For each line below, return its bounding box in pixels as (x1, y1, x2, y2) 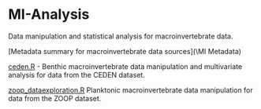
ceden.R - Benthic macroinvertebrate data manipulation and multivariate (8, 61, 243, 71)
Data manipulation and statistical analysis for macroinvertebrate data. (8, 31, 233, 41)
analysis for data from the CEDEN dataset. (8, 70, 146, 79)
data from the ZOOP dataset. (8, 93, 102, 103)
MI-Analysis (8, 5, 90, 24)
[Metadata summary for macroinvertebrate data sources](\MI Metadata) (8, 46, 242, 56)
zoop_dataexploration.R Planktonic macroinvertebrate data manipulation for (8, 85, 254, 95)
